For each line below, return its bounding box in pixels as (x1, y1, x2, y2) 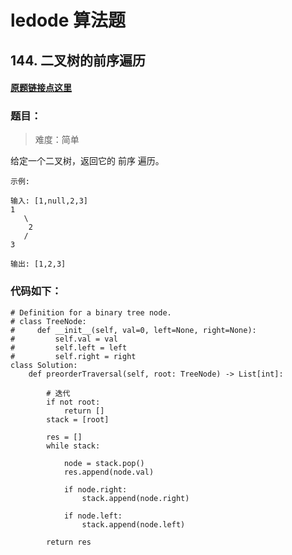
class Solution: (10, 360, 78, 370)
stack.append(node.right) (81, 493, 190, 503)
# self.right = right (10, 351, 137, 361)
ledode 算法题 (10, 9, 127, 32)
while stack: (46, 441, 101, 451)
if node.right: (63, 484, 128, 495)
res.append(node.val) (63, 467, 155, 477)
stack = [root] (46, 414, 110, 425)
